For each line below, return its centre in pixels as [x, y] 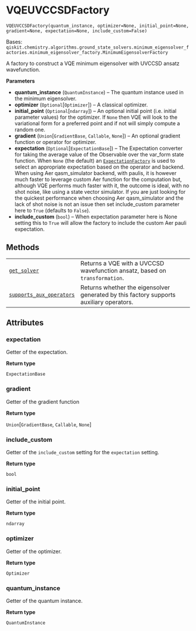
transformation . [102, 277]
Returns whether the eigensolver [125, 287]
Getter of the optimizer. [34, 551]
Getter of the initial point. [36, 502]
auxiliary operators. [107, 302]
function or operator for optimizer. [55, 142]
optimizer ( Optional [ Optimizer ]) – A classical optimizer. [81, 104]
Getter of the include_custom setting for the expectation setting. [83, 452]
